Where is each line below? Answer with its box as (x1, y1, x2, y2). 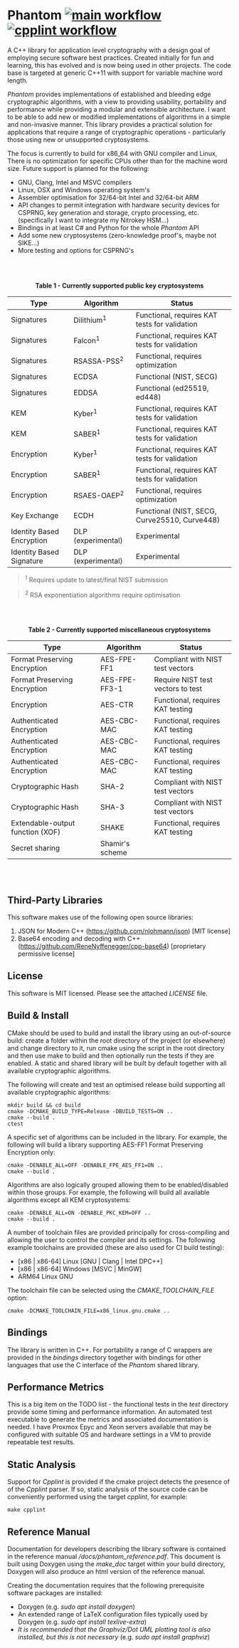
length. (7, 75, 28, 85)
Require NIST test (154, 675, 213, 685)
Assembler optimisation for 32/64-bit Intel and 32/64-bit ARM (17, 193, 199, 202)
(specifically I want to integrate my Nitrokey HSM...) (17, 216, 169, 224)
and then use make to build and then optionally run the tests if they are (7, 1051, 215, 1060)
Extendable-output (11, 818, 75, 828)
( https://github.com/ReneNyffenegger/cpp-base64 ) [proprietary (17, 942, 206, 951)
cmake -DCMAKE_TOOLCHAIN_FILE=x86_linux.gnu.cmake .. (7, 1307, 171, 1314)
